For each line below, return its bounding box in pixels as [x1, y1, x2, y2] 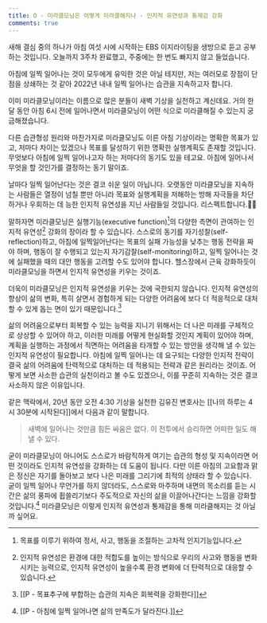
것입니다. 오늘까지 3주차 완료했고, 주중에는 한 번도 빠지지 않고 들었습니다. [22, 52, 250, 61]
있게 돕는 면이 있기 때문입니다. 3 [25, 302, 122, 313]
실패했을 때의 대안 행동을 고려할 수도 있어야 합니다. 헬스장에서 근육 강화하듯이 [16, 257, 257, 266]
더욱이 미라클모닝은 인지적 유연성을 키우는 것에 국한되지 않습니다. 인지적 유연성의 [8, 284, 259, 293]
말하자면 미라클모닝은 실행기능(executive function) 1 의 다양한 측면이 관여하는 [8, 215, 246, 226]
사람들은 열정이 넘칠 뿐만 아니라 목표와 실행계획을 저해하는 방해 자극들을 [16, 189, 240, 199]
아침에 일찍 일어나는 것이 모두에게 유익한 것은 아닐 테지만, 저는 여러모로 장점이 [8, 69, 250, 78]
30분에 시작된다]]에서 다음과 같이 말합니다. [16, 407, 149, 417]
